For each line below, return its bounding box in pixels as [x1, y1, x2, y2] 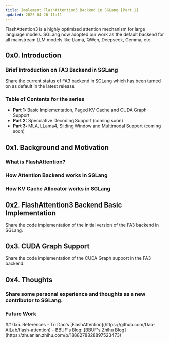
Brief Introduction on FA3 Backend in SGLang [5, 66, 118, 73]
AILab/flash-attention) [5, 327, 51, 333]
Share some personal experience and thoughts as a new [5, 290, 146, 297]
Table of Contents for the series [5, 96, 85, 103]
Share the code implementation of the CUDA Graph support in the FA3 [5, 255, 151, 261]
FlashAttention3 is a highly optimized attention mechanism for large [5, 26, 145, 32]
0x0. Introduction [5, 51, 62, 59]
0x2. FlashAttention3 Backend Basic [5, 201, 122, 210]
